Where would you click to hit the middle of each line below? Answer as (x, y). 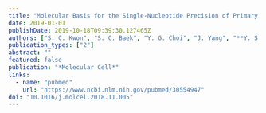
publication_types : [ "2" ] (51, 45)
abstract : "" (30, 53)
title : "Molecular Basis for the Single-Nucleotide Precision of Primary (133, 16)
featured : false (35, 60)
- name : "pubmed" (44, 82)
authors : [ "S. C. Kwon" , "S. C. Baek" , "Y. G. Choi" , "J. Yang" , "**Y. (129, 38)
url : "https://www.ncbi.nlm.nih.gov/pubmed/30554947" (113, 90)
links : (19, 75)
